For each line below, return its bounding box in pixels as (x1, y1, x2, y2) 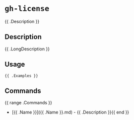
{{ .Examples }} (4, 73, 38, 78)
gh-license (4, 4, 50, 13)
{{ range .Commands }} (4, 100, 53, 106)
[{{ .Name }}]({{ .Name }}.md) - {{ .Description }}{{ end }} (11, 109, 130, 115)
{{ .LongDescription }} (4, 46, 50, 52)
